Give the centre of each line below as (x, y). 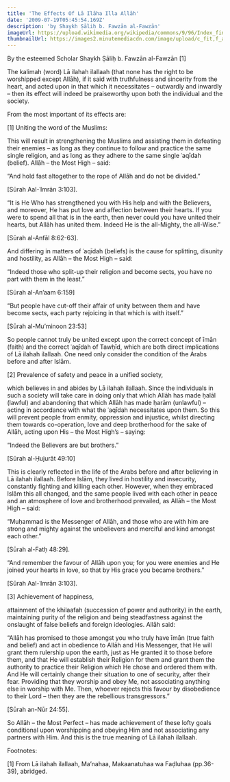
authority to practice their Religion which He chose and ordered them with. (112, 667)
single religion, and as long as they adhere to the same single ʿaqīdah (104, 156)
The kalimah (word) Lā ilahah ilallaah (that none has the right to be (100, 72)
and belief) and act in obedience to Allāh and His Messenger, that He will (110, 645)
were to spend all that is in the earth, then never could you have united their (114, 218)
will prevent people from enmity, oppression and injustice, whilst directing (111, 417)
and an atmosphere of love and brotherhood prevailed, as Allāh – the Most (112, 501)
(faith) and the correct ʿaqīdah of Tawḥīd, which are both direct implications (113, 347)
